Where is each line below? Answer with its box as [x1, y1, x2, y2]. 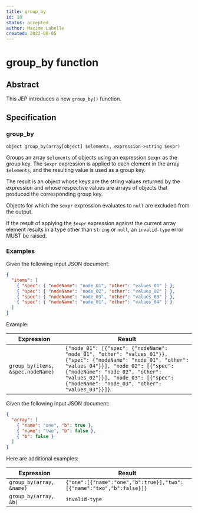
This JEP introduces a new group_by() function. [6, 95, 122, 102]
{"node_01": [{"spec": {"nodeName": [65, 345, 168, 352]
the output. [6, 208, 33, 215]
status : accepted [6, 20, 49, 25]
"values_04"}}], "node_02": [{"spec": [65, 363, 174, 369]
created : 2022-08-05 [6, 31, 57, 37]
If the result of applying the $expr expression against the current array [6, 219, 176, 226]
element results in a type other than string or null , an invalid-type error [6, 226, 184, 233]
